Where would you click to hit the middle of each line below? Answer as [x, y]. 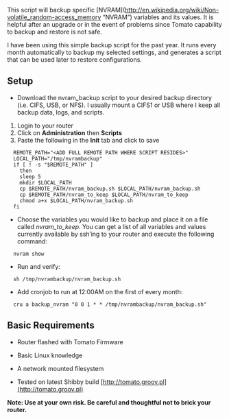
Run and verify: [38, 266]
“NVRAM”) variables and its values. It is [158, 17]
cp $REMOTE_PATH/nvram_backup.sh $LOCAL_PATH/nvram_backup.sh [110, 189]
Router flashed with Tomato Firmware [70, 342]
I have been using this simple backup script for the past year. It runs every [112, 45]
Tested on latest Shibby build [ [60, 382]
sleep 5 [30, 177]
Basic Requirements [51, 325]
